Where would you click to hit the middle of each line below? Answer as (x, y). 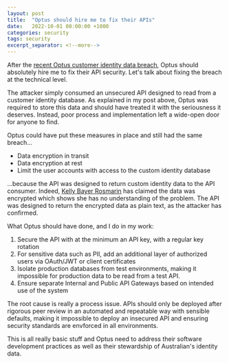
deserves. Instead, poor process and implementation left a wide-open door (113, 115)
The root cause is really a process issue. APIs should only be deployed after (115, 304)
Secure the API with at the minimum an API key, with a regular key (110, 239)
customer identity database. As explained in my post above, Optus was (108, 100)
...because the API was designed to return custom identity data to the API (111, 184)
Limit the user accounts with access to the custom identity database (114, 170)
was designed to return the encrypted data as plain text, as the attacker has (115, 206)
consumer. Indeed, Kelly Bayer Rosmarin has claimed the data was (101, 191)
